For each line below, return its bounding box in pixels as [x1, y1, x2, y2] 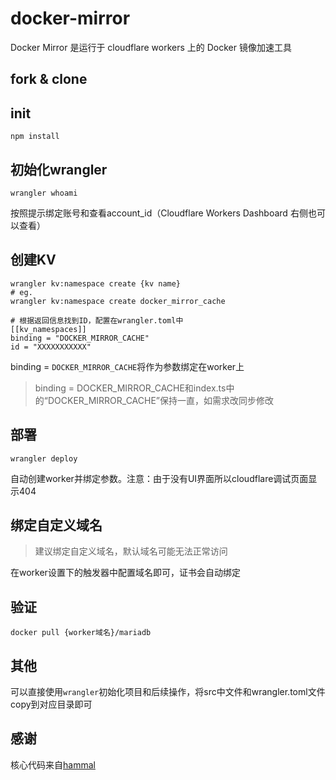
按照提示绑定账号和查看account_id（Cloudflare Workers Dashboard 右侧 [10, 207, 308, 219]
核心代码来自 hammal [10, 758, 96, 771]
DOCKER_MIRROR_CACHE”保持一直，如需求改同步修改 [47, 394, 275, 406]
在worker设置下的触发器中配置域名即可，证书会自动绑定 [10, 567, 241, 579]
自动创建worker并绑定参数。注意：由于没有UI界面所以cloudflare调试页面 [10, 472, 309, 484]
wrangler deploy [10, 453, 78, 464]
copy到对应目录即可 [10, 698, 93, 711]
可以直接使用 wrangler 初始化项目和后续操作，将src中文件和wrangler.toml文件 [10, 686, 326, 698]
